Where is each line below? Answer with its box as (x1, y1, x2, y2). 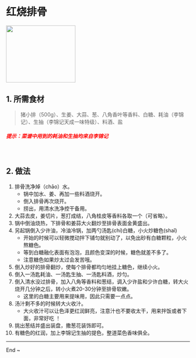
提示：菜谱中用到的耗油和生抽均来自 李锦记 (6, 133, 108, 140)
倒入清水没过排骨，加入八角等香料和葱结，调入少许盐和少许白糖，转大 (14, 278, 184, 285)
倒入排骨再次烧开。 (23, 197, 70, 205)
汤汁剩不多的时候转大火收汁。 (14, 300, 86, 307)
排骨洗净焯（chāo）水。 (14, 183, 73, 190)
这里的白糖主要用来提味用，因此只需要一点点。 (23, 292, 136, 300)
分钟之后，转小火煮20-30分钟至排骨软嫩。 (30, 285, 132, 292)
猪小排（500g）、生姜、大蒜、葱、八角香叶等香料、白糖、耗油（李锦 (20, 111, 184, 118)
